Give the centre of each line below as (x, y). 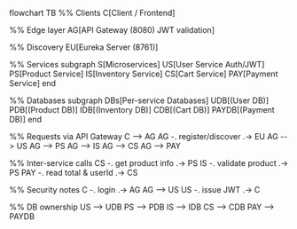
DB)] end (26, 119)
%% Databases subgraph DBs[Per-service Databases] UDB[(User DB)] (139, 100)
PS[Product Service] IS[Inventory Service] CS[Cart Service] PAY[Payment (144, 74)
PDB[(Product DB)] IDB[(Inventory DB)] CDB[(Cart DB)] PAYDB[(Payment (142, 110)
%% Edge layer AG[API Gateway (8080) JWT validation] (112, 30)
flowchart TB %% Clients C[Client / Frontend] (92, 13)
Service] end (32, 83)
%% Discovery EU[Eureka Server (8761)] (84, 47)
